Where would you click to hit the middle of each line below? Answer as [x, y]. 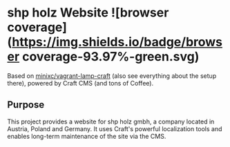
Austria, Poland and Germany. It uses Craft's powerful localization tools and [115, 128]
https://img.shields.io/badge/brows [117, 42]
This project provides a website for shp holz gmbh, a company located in [111, 121]
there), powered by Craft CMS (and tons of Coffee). [80, 83]
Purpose [26, 105]
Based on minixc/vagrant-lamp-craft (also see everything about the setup [112, 76]
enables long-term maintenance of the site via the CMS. [87, 136]
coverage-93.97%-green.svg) [111, 57]
